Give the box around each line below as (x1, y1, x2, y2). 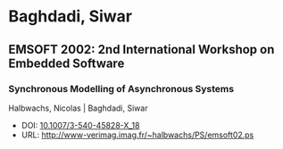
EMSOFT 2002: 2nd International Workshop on (8, 42, 275, 57)
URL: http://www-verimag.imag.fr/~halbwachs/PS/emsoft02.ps (21, 129, 254, 140)
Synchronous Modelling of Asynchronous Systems (8, 82, 234, 95)
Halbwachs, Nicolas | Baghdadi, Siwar (8, 103, 148, 113)
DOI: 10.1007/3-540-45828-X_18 (21, 120, 140, 130)
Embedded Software (8, 55, 125, 70)
